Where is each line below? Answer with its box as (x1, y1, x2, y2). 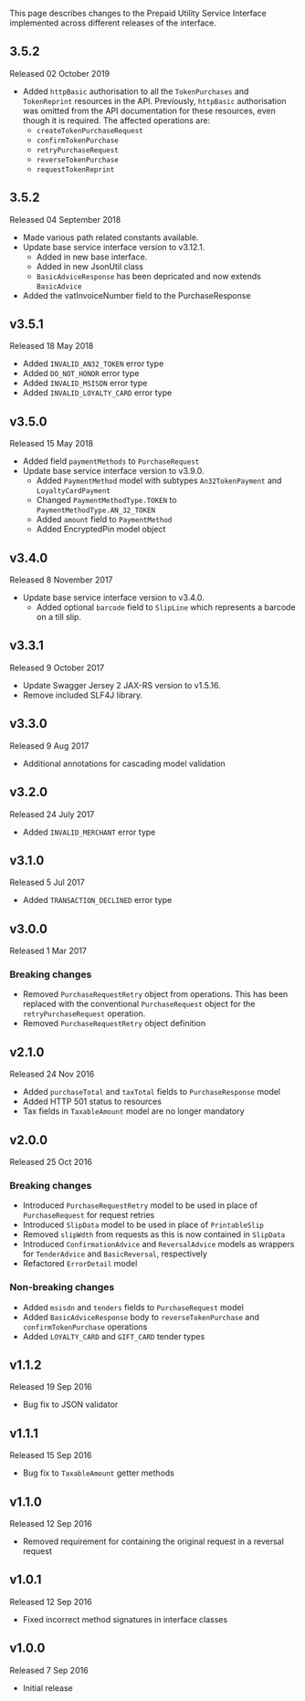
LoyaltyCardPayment (36, 487, 111, 496)
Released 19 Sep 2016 (9, 1381, 93, 1392)
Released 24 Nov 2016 (9, 1068, 95, 1080)
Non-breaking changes (9, 1281, 115, 1294)
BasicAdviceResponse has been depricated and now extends (36, 270, 262, 281)
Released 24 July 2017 (9, 808, 95, 820)
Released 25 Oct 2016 (9, 1157, 93, 1168)
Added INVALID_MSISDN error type (22, 378, 148, 389)
